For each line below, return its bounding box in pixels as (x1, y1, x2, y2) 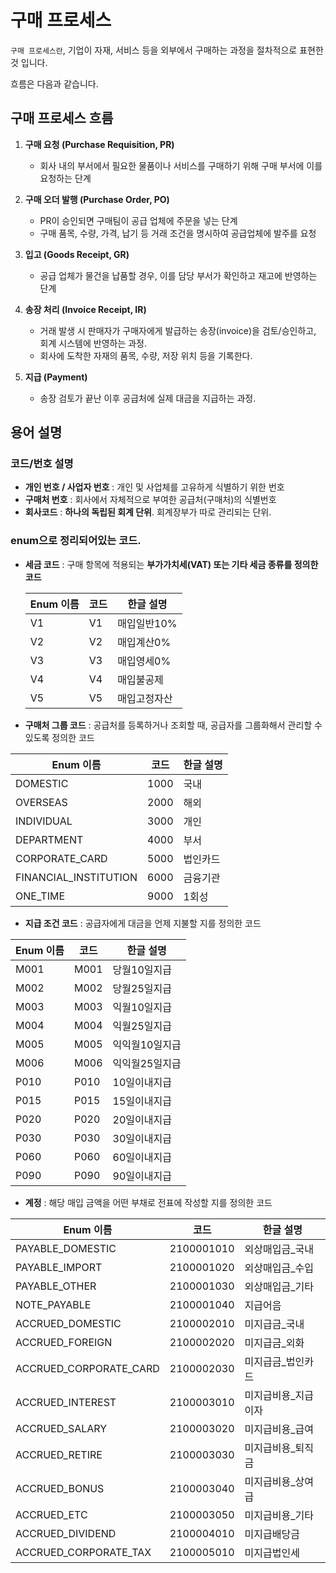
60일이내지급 (112, 1150, 172, 1164)
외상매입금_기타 (244, 1279, 314, 1293)
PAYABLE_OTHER (15, 1279, 97, 1293)
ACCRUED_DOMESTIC (15, 1316, 122, 1330)
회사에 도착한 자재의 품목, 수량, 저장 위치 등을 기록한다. (39, 349, 253, 361)
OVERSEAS (15, 795, 68, 809)
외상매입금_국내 (244, 1242, 314, 1256)
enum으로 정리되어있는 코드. (10, 534, 142, 548)
